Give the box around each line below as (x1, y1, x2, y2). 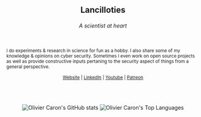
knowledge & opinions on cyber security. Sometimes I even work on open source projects (6, 53, 195, 59)
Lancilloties (80, 5, 126, 15)
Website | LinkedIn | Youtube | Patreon (62, 74, 144, 80)
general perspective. (6, 64, 50, 70)
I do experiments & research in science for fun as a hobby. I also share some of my (6, 47, 181, 54)
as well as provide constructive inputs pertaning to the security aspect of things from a (6, 58, 189, 64)
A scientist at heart (78, 21, 127, 29)
